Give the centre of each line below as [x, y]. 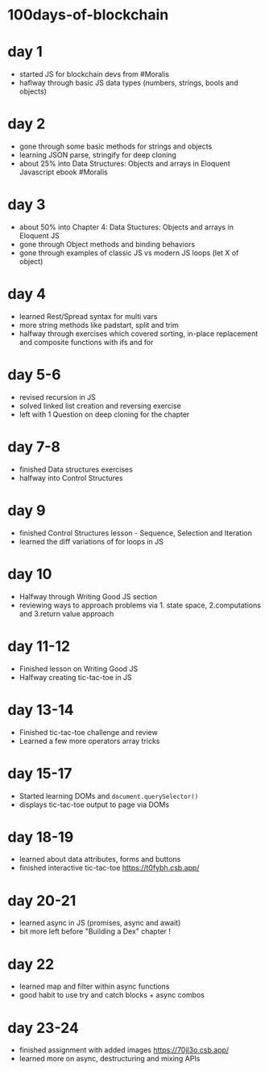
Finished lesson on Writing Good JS [79, 669]
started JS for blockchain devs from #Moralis [94, 74]
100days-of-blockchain [88, 15]
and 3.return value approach [66, 613]
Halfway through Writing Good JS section [88, 596]
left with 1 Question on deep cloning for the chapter [104, 414]
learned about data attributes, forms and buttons [100, 859]
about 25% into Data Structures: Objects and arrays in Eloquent [124, 164]
